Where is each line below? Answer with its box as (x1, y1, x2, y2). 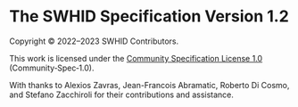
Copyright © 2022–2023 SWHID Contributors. (9, 36, 179, 46)
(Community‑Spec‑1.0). (9, 62, 95, 73)
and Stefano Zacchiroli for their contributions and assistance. (9, 89, 235, 100)
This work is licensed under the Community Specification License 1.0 (9, 53, 263, 63)
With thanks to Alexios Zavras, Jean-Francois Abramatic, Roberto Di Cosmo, (9, 79, 290, 90)
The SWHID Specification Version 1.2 (9, 6, 290, 27)
